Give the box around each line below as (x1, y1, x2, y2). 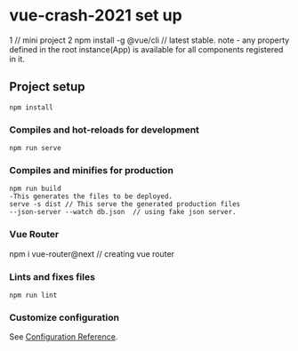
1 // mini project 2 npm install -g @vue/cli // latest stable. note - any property (9, 35, 290, 45)
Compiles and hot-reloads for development (9, 124, 200, 136)
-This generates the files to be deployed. (9, 192, 173, 201)
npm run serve (9, 144, 62, 153)
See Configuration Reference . (9, 331, 118, 342)
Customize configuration (9, 311, 120, 323)
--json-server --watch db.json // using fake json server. (9, 208, 238, 217)
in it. (9, 53, 25, 64)
